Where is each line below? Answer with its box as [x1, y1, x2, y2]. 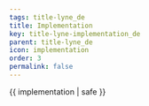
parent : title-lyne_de [9, 37, 93, 47]
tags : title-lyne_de [9, 12, 86, 22]
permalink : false [9, 63, 74, 72]
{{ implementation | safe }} [9, 86, 106, 97]
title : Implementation [9, 21, 93, 30]
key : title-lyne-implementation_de [9, 29, 141, 38]
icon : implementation [9, 46, 90, 55]
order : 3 [9, 54, 42, 63]
